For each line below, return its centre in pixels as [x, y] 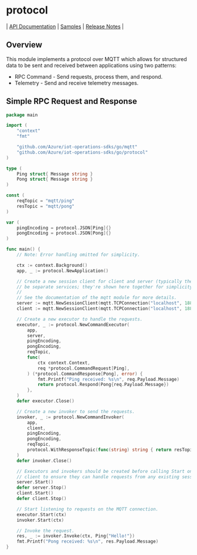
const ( [16, 195]
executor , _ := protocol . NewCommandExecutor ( [73, 324]
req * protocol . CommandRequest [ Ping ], [84, 368]
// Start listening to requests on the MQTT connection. [88, 509]
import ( [17, 126]
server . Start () [35, 482]
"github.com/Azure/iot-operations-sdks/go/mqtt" [77, 147]
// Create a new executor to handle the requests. [80, 319]
